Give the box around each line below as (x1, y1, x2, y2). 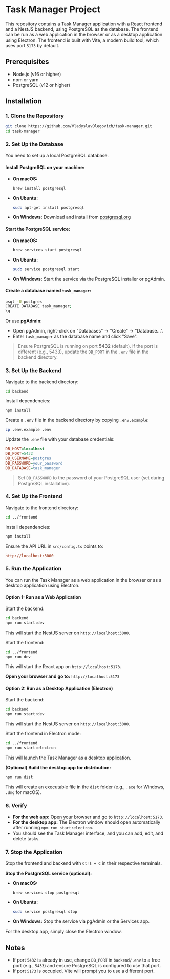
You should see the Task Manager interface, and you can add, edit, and (12, 830, 164, 836)
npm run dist (5, 774, 33, 780)
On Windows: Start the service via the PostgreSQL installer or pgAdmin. (12, 276, 165, 282)
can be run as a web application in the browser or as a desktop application (5, 31, 163, 38)
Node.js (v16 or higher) (12, 71, 61, 77)
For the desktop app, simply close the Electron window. (5, 929, 122, 935)
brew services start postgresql (12, 247, 82, 252)
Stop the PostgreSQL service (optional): (5, 870, 92, 876)
